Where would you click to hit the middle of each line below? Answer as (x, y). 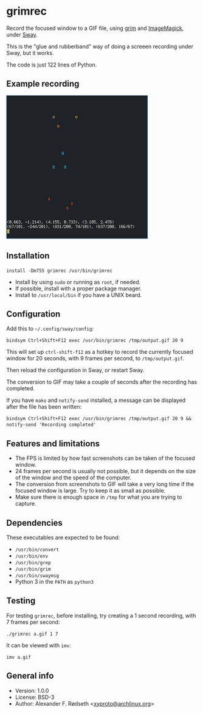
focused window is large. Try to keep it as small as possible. (90, 491)
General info (30, 676)
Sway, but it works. (30, 52)
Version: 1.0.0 (32, 690)
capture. (26, 504)
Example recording (43, 84)
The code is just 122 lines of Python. (52, 65)
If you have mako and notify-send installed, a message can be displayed (96, 400)
